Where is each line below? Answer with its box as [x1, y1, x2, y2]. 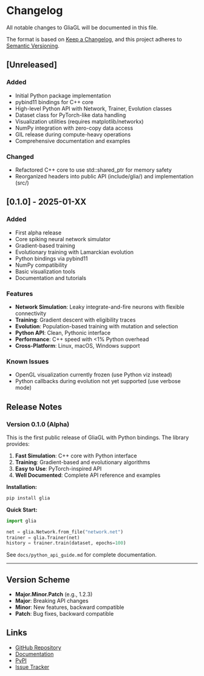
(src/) [15, 179, 29, 186]
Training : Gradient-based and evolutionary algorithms [15, 458, 151, 466]
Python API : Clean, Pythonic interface [15, 329, 111, 336]
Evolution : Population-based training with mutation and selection [15, 322, 178, 329]
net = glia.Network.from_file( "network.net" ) [6, 529, 123, 535]
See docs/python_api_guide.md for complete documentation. [6, 551, 157, 558]
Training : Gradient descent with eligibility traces [15, 316, 136, 323]
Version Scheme [6, 574, 70, 585]
